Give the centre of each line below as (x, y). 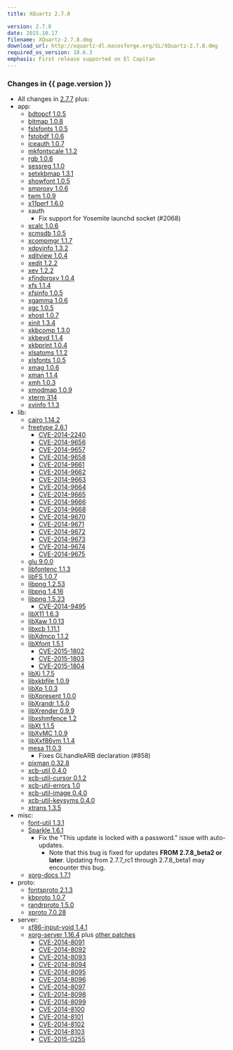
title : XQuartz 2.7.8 (39, 14)
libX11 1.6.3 (44, 614)
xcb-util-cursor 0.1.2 (57, 778)
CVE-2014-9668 (62, 509)
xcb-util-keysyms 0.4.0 (61, 801)
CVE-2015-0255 (62, 1039)
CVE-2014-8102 (61, 1024)
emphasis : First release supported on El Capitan (81, 59)
